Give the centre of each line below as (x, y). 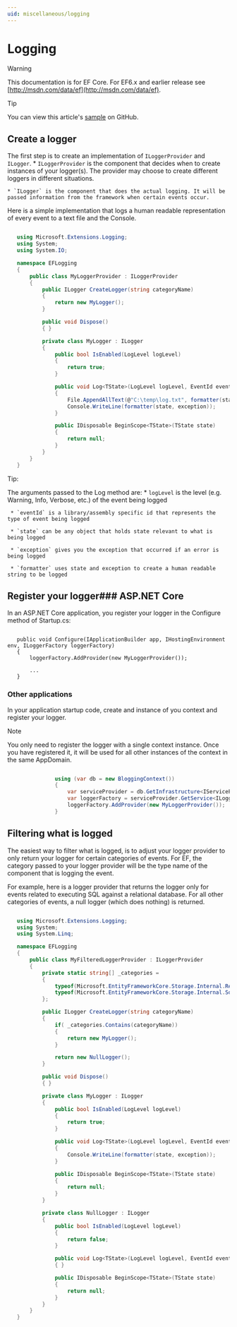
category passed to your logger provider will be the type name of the (108, 865)
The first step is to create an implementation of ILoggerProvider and (107, 156)
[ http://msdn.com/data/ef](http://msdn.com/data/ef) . (84, 90)
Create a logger (42, 139)
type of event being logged (49, 519)
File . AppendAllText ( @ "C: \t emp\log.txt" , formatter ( (145, 400)
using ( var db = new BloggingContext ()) (115, 779)
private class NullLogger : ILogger (96, 1213)
